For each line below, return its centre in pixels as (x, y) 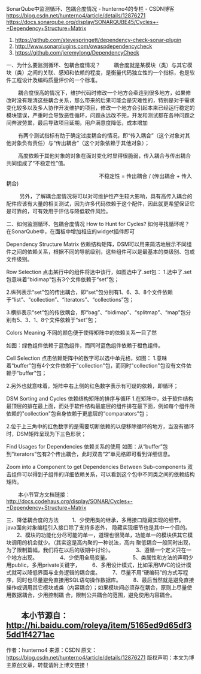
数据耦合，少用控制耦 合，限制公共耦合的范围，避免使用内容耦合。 (93, 595)
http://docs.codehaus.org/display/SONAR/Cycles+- (70, 501)
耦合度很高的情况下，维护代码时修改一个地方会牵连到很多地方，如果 (102, 93)
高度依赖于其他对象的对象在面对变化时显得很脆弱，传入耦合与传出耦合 (104, 156)
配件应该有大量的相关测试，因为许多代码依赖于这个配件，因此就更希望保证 (98, 204)
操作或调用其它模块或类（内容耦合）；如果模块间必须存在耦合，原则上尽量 (97, 587)
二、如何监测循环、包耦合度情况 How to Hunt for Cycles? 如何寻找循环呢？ (98, 224)
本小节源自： (45, 616)
